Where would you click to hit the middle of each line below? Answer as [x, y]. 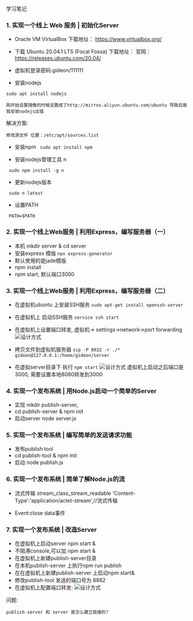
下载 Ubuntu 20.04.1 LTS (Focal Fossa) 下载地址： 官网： [83, 52]
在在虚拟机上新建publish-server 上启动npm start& [75, 573]
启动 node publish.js [39, 463]
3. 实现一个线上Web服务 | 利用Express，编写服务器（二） [87, 291]
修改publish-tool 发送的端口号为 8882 [60, 580]
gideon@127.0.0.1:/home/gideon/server [62, 355]
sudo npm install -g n [36, 171]
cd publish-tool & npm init [46, 455]
